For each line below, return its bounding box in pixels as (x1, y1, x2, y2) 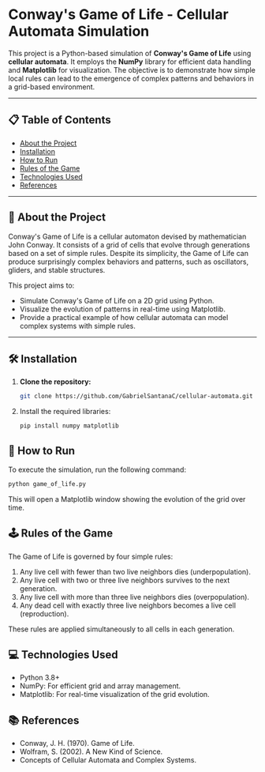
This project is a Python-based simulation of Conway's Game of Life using (8, 48, 252, 58)
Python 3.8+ (19, 673, 61, 683)
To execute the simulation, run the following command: (8, 465, 187, 474)
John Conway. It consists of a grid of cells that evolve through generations (8, 239, 251, 250)
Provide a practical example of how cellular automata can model (19, 312, 229, 322)
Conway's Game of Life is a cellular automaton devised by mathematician (8, 232, 247, 241)
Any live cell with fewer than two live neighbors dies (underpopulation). (19, 567, 251, 576)
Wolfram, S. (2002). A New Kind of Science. (19, 747, 163, 756)
